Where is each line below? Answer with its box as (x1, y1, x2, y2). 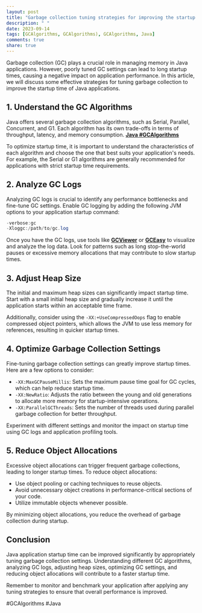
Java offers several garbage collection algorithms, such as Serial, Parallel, (6, 118, 190, 125)
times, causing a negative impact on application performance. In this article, (6, 72, 195, 79)
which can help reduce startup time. (14, 384, 106, 392)
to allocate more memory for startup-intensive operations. (14, 397, 160, 404)
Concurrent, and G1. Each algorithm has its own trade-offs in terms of (6, 124, 179, 132)
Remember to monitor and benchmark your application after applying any (6, 582, 189, 589)
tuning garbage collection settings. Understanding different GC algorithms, (6, 557, 192, 564)
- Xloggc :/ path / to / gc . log (6, 226, 69, 232)
